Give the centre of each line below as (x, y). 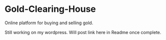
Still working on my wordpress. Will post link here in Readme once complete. (83, 32)
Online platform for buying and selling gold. (49, 23)
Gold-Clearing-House (50, 9)
